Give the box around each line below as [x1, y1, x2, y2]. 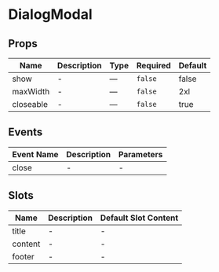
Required [136, 61, 171, 71]
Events [8, 126, 43, 139]
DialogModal [8, 6, 93, 24]
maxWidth [12, 86, 50, 97]
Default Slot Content [100, 212, 179, 223]
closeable [12, 99, 49, 109]
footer [12, 251, 35, 262]
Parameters [118, 149, 163, 160]
